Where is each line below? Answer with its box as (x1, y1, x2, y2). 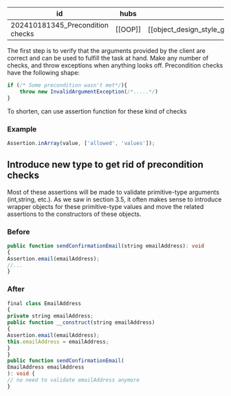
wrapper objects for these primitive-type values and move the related (7, 202, 204, 210)
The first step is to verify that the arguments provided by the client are (7, 47, 206, 54)
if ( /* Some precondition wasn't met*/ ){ (7, 82, 128, 89)
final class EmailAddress (7, 300, 81, 307)
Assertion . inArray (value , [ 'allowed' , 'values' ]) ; (7, 140, 155, 146)
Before (7, 227, 30, 236)
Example (7, 124, 37, 133)
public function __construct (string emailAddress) (7, 319, 155, 326)
